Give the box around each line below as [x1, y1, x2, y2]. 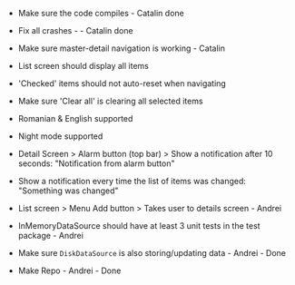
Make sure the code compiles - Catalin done [17, 8, 184, 18]
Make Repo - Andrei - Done [17, 265, 122, 276]
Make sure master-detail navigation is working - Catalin [17, 43, 225, 54]
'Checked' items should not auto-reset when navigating [17, 78, 227, 89]
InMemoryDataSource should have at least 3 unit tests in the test [17, 221, 261, 231]
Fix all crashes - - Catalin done [17, 25, 133, 35]
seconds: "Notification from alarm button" [17, 158, 175, 169]
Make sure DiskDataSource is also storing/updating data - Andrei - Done [17, 248, 287, 258]
